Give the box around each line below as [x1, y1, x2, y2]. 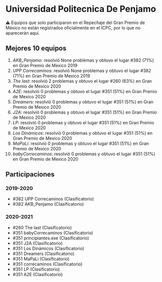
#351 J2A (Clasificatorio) [12, 240, 63, 246]
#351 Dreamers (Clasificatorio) [12, 251, 75, 257]
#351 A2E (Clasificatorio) [12, 271, 63, 277]
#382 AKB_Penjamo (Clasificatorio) [12, 201, 84, 207]
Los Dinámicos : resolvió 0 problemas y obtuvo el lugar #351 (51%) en [12, 130, 153, 136]
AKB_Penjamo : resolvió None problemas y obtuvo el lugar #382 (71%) [12, 57, 154, 63]
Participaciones [5, 170, 55, 179]
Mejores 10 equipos [5, 44, 67, 52]
